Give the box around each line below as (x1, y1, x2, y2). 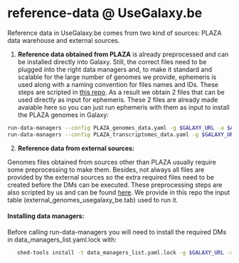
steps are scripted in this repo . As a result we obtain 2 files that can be (17, 88, 225, 96)
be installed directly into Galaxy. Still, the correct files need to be (17, 57, 207, 66)
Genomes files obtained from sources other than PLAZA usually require (7, 158, 217, 166)
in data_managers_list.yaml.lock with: (7, 235, 117, 244)
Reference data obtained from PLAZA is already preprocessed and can (17, 50, 229, 58)
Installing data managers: (7, 212, 85, 220)
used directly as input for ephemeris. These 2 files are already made (17, 95, 218, 104)
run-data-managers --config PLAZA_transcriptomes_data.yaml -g (7, 130, 199, 138)
